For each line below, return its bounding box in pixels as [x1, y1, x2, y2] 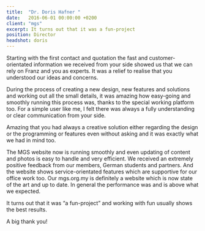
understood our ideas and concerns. [6, 74, 99, 81]
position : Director [6, 32, 56, 38]
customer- [149, 55, 176, 61]
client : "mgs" [6, 20, 43, 26]
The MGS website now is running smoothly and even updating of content [6, 148, 191, 156]
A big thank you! [6, 218, 48, 225]
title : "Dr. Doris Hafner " [6, 9, 81, 15]
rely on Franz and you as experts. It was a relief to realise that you [6, 67, 173, 74]
